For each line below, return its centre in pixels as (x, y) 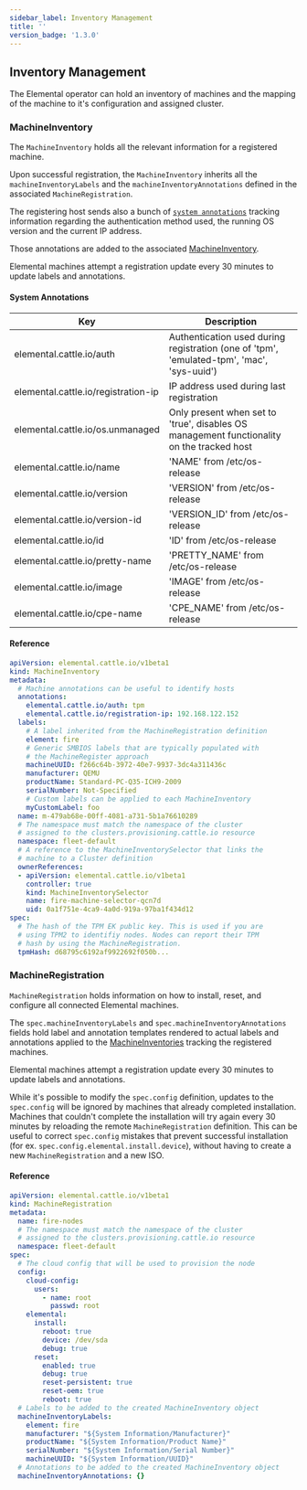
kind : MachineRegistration (61, 1204)
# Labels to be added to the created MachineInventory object (138, 1408)
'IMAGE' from (197, 581)
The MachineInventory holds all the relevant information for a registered (143, 147)
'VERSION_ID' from (210, 514)
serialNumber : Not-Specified (81, 791)
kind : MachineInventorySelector (87, 892)
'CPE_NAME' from (207, 607)
